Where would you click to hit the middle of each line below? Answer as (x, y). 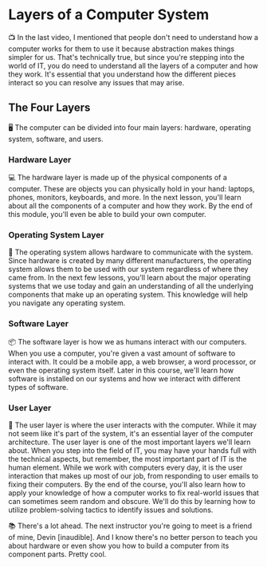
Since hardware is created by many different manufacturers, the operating (130, 261)
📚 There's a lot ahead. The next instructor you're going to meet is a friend (130, 526)
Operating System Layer (56, 234)
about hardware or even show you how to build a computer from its (119, 545)
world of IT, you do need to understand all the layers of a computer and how (133, 65)
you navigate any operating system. (67, 303)
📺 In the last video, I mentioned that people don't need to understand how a (133, 37)
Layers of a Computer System (109, 15)
